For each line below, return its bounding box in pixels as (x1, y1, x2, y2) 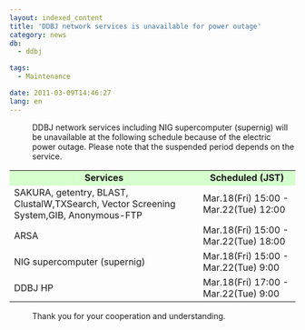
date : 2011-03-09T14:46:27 (9, 88, 112, 97)
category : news (9, 30, 67, 39)
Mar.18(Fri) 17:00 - (202, 275, 289, 288)
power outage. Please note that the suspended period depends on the (32, 141, 295, 152)
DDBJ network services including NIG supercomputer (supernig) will (32, 122, 289, 133)
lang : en (9, 96, 43, 105)
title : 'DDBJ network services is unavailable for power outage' (9, 22, 261, 31)
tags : (9, 64, 30, 73)
